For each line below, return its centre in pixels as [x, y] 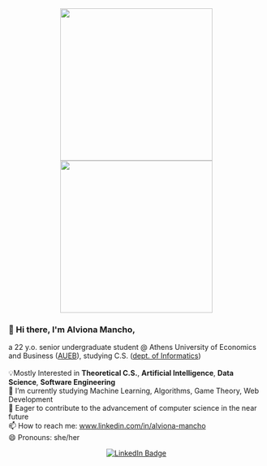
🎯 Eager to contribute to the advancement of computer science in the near [133, 408]
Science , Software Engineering [62, 382]
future [19, 416]
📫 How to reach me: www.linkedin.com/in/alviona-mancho [107, 426]
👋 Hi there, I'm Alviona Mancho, [72, 330]
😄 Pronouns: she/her [44, 438]
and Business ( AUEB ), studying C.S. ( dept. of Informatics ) [105, 356]
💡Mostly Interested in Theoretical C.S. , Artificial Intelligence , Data [121, 373]
